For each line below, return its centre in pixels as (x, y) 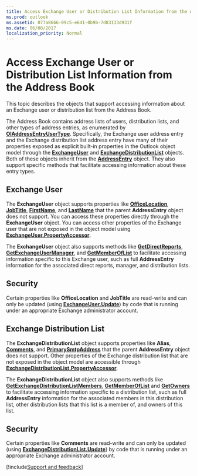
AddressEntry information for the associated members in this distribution (95, 398)
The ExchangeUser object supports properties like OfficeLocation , (87, 204)
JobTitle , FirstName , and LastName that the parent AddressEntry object (95, 210)
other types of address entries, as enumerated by (66, 128)
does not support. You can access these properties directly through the (92, 216)
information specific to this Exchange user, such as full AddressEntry (90, 259)
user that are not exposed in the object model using (68, 229)
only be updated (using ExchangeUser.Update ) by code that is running (92, 304)
